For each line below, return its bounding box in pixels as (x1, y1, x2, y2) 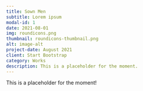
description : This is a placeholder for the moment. (6, 63, 138, 69)
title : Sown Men (6, 8, 46, 15)
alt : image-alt (6, 42, 44, 48)
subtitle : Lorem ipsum (6, 14, 62, 20)
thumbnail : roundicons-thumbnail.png (6, 36, 99, 42)
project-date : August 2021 (6, 47, 72, 53)
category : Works (6, 58, 46, 63)
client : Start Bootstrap (6, 52, 67, 58)
